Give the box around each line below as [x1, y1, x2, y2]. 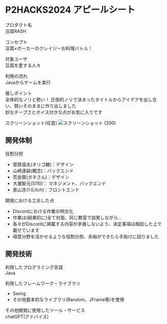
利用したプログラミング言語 [5, 264, 63, 270]
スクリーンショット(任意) [5, 119, 57, 126]
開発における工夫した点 [5, 197, 54, 204]
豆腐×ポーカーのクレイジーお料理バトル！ [5, 45, 93, 51]
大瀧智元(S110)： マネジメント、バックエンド [12, 180, 106, 186]
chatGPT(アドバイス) [5, 313, 49, 319]
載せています [12, 227, 39, 233]
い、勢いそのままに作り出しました [5, 103, 76, 109]
